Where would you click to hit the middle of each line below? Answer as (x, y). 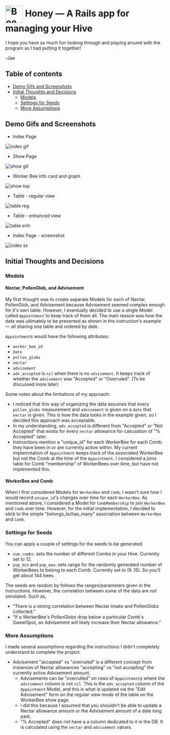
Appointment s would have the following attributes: (57, 337)
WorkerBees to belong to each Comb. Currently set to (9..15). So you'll (87, 570)
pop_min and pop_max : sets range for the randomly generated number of (87, 564)
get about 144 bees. (34, 575)
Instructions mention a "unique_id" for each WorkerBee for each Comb (87, 442)
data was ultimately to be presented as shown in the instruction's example (83, 321)
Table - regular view (34, 196)
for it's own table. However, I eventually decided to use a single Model (79, 310)
